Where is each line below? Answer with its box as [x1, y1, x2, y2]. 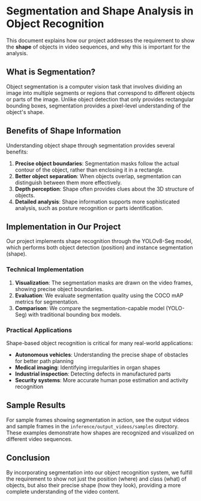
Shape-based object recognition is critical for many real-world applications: [6, 339, 193, 346]
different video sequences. [6, 435, 73, 442]
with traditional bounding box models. [28, 311, 122, 318]
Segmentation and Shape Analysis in [6, 4, 194, 18]
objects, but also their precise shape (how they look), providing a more [6, 481, 181, 488]
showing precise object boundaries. [14, 285, 104, 292]
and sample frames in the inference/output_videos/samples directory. [6, 422, 179, 430]
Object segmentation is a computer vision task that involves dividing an [6, 83, 182, 90]
